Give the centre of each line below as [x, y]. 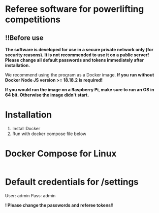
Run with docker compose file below [49, 134]
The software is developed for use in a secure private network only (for [79, 50]
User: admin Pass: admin [30, 195]
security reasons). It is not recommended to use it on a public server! [77, 55]
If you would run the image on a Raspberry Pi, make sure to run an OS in [79, 89]
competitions [33, 19]
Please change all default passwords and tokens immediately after [75, 60]
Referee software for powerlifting [75, 9]
